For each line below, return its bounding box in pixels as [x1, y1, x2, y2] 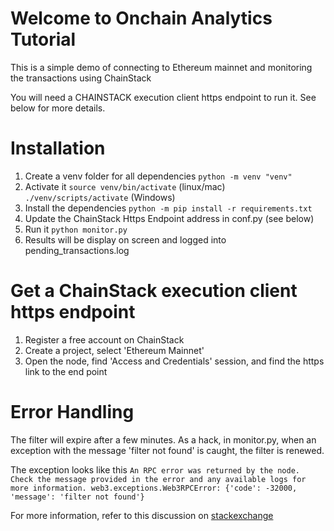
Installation [10, 137, 106, 160]
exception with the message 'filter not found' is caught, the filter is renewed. [10, 444, 325, 456]
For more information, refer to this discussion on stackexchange [10, 509, 274, 521]
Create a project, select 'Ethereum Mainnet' [24, 344, 205, 356]
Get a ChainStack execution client [10, 280, 298, 302]
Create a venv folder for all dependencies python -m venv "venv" [24, 170, 293, 182]
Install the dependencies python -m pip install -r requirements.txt [24, 202, 313, 214]
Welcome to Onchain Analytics [10, 7, 273, 30]
